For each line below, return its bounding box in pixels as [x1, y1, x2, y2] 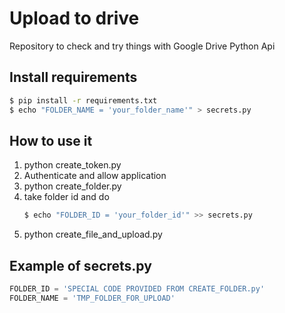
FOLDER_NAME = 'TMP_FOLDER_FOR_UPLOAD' [9, 293, 176, 303]
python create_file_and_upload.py [23, 228, 163, 241]
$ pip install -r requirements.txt [9, 95, 158, 106]
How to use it [9, 132, 93, 149]
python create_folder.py [23, 180, 122, 192]
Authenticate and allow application [23, 170, 167, 182]
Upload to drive [9, 7, 140, 30]
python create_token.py [23, 159, 122, 171]
